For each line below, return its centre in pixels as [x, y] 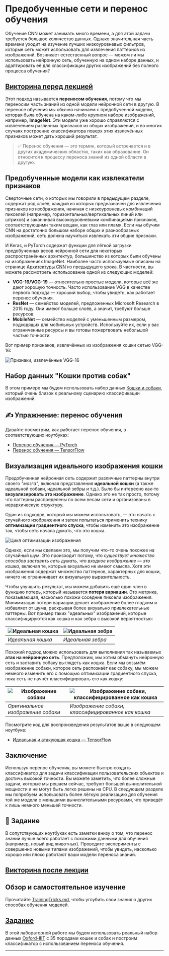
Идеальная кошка [30, 640]
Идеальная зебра [85, 640]
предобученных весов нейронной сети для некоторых [64, 251]
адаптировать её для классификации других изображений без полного [82, 65]
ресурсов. [24, 314]
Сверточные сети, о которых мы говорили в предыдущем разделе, [77, 198]
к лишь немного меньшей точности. [44, 805]
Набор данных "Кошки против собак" [68, 376]
